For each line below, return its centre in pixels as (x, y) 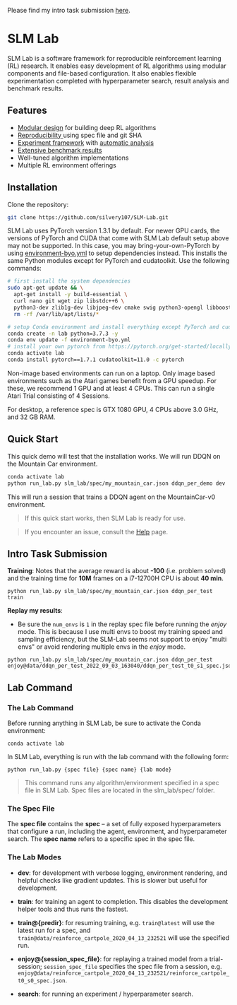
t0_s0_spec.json (41, 981)
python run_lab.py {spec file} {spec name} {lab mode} (90, 770)
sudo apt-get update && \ (45, 288)
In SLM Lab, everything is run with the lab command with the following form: (118, 757)
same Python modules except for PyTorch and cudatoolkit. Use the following (119, 261)
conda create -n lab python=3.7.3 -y (63, 334)
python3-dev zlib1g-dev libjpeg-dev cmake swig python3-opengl (108, 307)
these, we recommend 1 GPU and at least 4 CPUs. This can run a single (111, 388)
